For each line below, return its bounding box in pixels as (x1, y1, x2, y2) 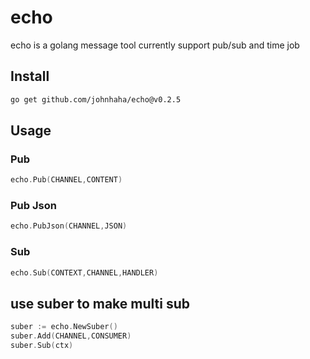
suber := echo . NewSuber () (10, 322, 118, 332)
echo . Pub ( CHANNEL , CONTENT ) (10, 175, 123, 185)
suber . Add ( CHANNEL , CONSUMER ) (10, 331, 132, 341)
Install (10, 68, 50, 85)
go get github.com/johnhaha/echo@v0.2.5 (10, 94, 182, 105)
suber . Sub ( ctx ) (10, 341, 74, 351)
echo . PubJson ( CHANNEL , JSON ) (10, 221, 128, 231)
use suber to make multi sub (10, 295, 190, 312)
